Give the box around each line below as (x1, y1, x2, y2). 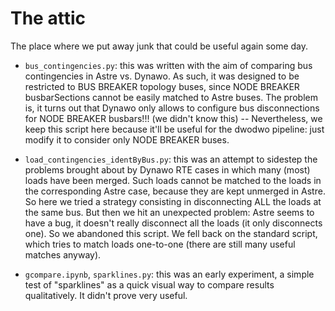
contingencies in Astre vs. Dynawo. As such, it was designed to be (24, 70, 300, 82)
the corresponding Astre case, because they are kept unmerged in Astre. (24, 185, 326, 197)
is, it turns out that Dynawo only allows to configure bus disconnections (24, 102, 320, 114)
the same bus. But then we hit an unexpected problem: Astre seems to (24, 206, 315, 218)
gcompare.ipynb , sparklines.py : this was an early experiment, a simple (24, 268, 315, 280)
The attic (10, 7, 86, 30)
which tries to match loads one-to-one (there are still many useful (24, 238, 296, 250)
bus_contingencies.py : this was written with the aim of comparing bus (24, 59, 313, 71)
